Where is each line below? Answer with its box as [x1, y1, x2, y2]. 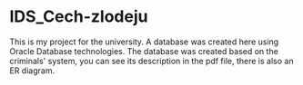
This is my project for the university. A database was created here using [9, 36, 279, 47]
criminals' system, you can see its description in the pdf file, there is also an [9, 55, 294, 66]
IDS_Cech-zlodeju [9, 6, 148, 27]
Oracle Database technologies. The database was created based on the [9, 45, 279, 56]
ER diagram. [9, 65, 56, 76]
